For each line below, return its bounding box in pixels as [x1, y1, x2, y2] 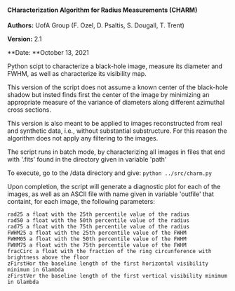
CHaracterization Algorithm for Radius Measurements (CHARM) [7, 6, 198, 14]
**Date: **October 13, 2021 [7, 48, 89, 57]
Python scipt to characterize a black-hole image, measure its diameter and [7, 62, 223, 70]
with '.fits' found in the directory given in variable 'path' [7, 155, 167, 164]
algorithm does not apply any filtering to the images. [7, 134, 159, 143]
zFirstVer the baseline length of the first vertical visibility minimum [7, 273, 228, 280]
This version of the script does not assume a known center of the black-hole [7, 83, 228, 91]
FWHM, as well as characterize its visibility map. [7, 70, 147, 78]
